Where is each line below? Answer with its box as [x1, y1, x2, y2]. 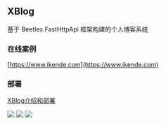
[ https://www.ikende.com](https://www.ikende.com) [7, 61, 159, 69]
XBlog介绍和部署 [7, 96, 56, 105]
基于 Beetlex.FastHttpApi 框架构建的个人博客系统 [7, 24, 149, 34]
